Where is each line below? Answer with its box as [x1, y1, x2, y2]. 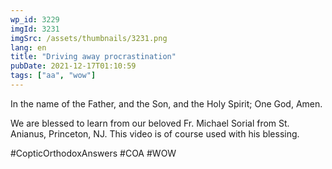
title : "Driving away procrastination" [10, 52, 177, 62]
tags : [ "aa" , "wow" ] [10, 71, 97, 81]
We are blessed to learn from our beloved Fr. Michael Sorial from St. [10, 117, 290, 129]
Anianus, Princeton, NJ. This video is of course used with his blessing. [10, 127, 300, 140]
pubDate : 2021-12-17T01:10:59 [10, 61, 137, 71]
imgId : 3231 [10, 24, 60, 34]
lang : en [10, 42, 47, 53]
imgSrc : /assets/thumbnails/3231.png [10, 33, 168, 43]
